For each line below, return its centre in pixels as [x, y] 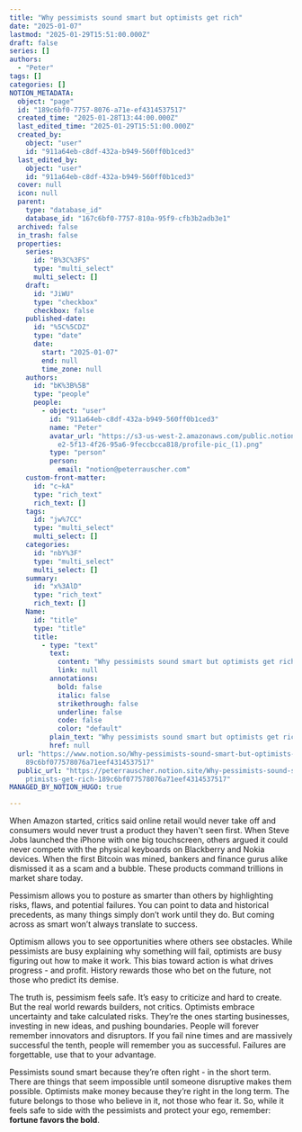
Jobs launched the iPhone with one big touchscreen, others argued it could [149, 840]
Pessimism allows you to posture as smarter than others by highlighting [142, 895]
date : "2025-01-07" [46, 26]
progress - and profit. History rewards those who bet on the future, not [140, 970]
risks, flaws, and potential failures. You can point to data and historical [139, 905]
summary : [42, 578]
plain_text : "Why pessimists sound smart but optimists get [164, 737]
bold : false [80, 687]
